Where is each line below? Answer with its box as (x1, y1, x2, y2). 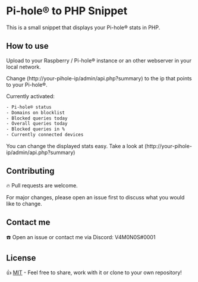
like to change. (6, 200, 43, 207)
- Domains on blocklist (6, 109, 65, 115)
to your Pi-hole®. (6, 81, 48, 88)
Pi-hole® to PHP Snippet (6, 4, 128, 18)
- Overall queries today (6, 121, 68, 127)
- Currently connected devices (6, 132, 84, 138)
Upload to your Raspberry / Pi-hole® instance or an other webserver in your (6, 57, 192, 64)
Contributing (6, 166, 55, 176)
